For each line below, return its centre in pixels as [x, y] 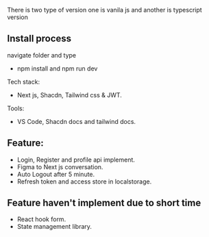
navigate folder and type [42, 55]
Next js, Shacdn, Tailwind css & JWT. [69, 95]
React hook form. [41, 219]
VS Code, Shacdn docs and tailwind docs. [76, 121]
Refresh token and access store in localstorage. [84, 182]
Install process [39, 39]
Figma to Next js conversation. [60, 166]
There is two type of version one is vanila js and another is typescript [104, 10]
